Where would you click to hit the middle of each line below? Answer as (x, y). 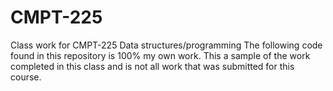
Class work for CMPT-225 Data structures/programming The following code (166, 45)
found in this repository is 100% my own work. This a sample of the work (160, 55)
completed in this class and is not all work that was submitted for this (152, 66)
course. (26, 77)
